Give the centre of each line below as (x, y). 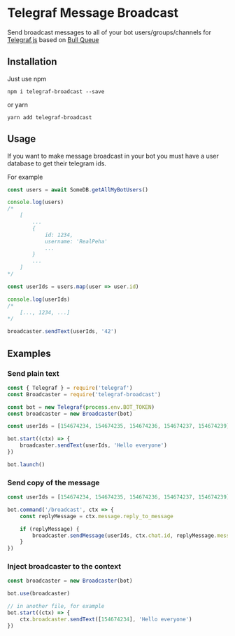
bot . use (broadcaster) (39, 594)
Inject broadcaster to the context (64, 567)
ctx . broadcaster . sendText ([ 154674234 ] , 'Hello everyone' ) (106, 619)
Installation (32, 62)
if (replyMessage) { (50, 529)
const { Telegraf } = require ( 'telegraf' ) (70, 388)
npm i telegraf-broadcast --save (56, 92)
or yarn (18, 104)
